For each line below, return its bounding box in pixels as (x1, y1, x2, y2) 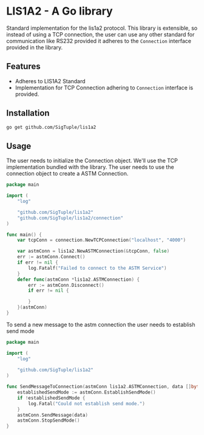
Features (6, 61, 41, 72)
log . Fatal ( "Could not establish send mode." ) (28, 400, 146, 406)
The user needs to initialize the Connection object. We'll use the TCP (6, 157, 178, 165)
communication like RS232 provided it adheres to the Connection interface (6, 37, 191, 44)
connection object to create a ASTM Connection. (6, 170, 129, 177)
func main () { (6, 231, 42, 238)
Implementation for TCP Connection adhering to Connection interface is (15, 84, 193, 91)
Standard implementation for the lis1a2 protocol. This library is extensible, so (6, 24, 198, 32)
